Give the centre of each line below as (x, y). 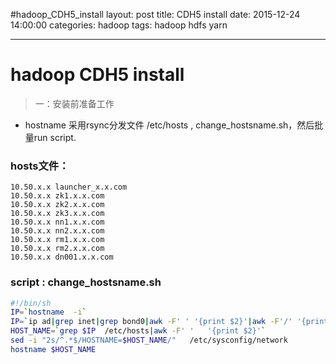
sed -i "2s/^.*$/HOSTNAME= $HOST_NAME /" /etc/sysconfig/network (149, 340)
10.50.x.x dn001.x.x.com (62, 257)
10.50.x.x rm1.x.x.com (57, 240)
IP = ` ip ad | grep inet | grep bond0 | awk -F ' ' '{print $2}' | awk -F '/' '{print (169, 322)
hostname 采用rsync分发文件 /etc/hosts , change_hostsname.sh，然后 (169, 125)
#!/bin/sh (31, 303)
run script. (55, 137)
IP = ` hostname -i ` (48, 312)
